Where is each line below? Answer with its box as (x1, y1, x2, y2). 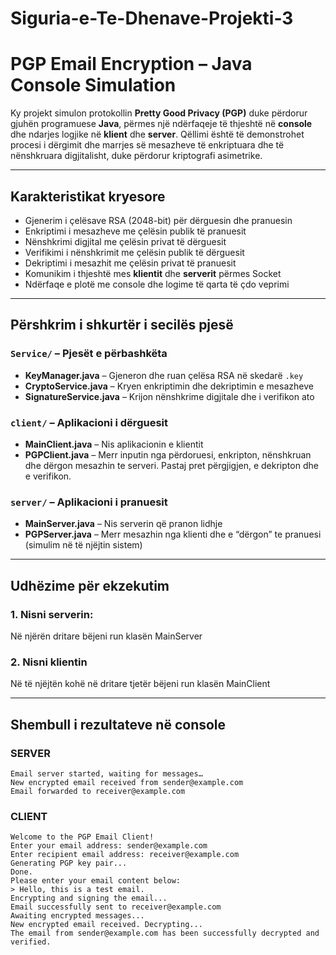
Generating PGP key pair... (10, 858, 128, 869)
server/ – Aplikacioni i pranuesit (10, 495, 168, 509)
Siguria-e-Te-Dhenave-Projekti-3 (10, 7, 294, 30)
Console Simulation (10, 74, 177, 97)
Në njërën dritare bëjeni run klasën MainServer (10, 630, 203, 642)
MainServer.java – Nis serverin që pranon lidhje (24, 518, 223, 530)
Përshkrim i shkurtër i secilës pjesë (10, 317, 234, 334)
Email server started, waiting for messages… (10, 768, 203, 779)
